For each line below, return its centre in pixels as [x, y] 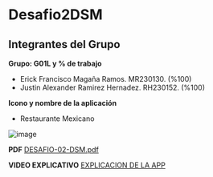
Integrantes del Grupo [64, 44]
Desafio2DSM [55, 15]
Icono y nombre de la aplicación [63, 103]
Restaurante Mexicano [57, 119]
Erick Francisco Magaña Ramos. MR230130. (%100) [106, 79]
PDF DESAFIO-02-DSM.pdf [53, 149]
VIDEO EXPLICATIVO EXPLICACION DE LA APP [87, 165]
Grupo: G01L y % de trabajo [55, 63]
